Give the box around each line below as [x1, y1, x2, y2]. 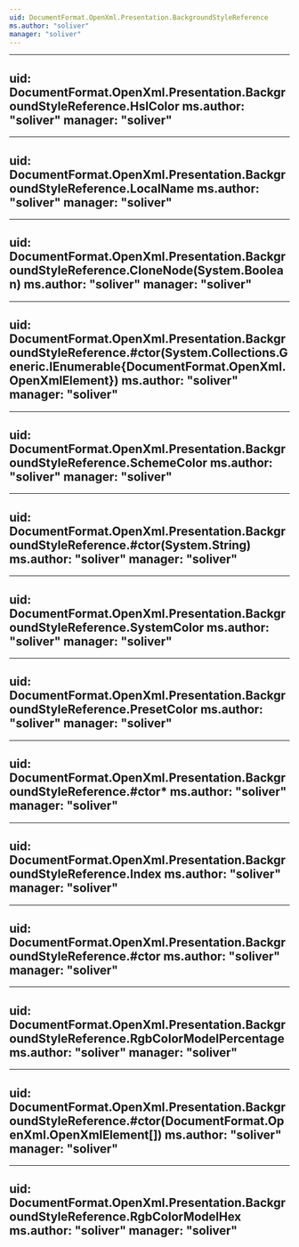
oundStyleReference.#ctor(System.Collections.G [9, 345, 288, 360]
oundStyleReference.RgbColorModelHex [9, 1210, 242, 1225]
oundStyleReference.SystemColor [9, 619, 205, 635]
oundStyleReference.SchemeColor [9, 456, 207, 471]
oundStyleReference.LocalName [9, 181, 195, 196]
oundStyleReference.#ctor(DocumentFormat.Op [9, 1113, 285, 1129]
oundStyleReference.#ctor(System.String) [9, 538, 252, 553]
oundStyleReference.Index [9, 867, 162, 882]
